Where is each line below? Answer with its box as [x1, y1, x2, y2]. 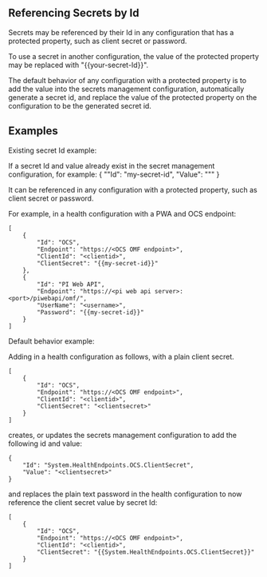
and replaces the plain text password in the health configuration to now [8, 489, 242, 499]
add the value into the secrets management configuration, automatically [8, 84, 245, 94]
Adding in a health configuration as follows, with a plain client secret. [8, 352, 235, 361]
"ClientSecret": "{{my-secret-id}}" [37, 259, 159, 267]
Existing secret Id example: [8, 145, 97, 155]
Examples [8, 124, 58, 138]
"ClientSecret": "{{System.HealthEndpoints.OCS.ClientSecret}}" [37, 547, 255, 556]
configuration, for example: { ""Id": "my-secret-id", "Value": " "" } [8, 169, 220, 179]
